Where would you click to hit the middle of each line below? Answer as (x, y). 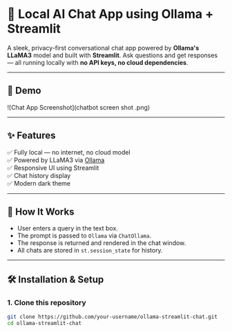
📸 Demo (24, 91)
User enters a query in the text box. (68, 228)
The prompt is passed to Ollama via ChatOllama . (84, 236)
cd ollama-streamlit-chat (44, 323)
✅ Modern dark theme (39, 183)
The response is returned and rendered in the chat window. (101, 243)
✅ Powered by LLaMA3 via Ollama (56, 160)
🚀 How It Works (41, 212)
